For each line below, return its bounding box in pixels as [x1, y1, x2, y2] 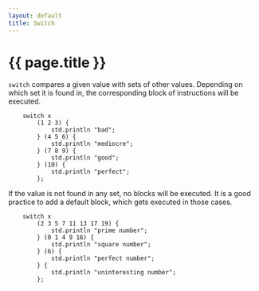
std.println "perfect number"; [50, 254, 155, 263]
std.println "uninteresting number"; [50, 269, 177, 277]
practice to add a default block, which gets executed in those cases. [8, 197, 233, 207]
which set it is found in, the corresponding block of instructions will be [8, 88, 239, 98]
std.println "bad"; [50, 126, 116, 134]
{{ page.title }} [8, 53, 107, 72]
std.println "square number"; [50, 241, 151, 249]
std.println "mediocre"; [50, 140, 134, 148]
